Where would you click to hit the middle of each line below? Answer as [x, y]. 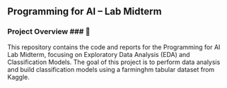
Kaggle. [19, 77]
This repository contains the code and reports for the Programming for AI [114, 47]
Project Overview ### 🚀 [49, 32]
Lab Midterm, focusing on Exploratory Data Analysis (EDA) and [99, 54]
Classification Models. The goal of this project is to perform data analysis [114, 62]
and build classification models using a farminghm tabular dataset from [111, 69]
